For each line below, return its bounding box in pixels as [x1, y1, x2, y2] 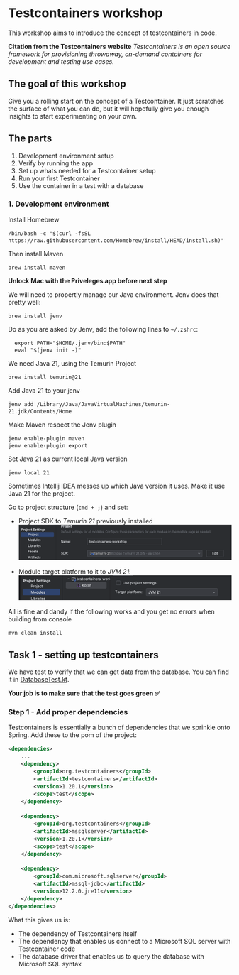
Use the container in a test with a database [18, 181, 144, 190]
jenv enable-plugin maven [8, 435, 84, 442]
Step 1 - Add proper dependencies [8, 707, 128, 717]
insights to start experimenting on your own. [8, 111, 138, 120]
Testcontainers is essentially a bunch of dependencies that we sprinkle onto [8, 723, 230, 732]
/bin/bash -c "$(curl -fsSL [8, 229, 91, 237]
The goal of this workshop [8, 78, 126, 90]
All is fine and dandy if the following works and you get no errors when [8, 607, 215, 616]
